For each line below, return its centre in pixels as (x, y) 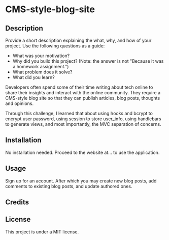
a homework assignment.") (41, 66)
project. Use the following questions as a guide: (55, 46)
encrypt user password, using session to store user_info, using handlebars (83, 119)
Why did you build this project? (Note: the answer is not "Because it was (88, 61)
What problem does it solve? (42, 72)
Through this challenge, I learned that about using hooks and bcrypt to (79, 113)
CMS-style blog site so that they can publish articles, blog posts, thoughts (83, 98)
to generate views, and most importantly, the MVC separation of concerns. (83, 124)
